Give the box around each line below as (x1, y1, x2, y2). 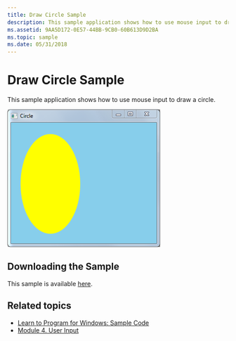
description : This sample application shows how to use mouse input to (7, 18, 221, 26)
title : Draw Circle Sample (7, 11, 86, 18)
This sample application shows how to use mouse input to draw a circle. (7, 96, 216, 104)
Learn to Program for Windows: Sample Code (17, 319, 150, 327)
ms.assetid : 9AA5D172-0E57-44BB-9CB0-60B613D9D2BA (7, 26, 159, 33)
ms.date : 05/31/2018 (7, 41, 68, 49)
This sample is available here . (7, 279, 93, 288)
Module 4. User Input (17, 326, 79, 334)
